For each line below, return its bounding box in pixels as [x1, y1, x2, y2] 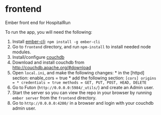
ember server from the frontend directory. [12, 94, 97, 101]
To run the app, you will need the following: [5, 29, 92, 35]
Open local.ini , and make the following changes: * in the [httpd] [12, 69, 145, 75]
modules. [12, 49, 31, 55]
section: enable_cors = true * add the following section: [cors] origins [12, 75, 157, 81]
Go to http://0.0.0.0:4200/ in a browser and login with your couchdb [12, 100, 154, 106]
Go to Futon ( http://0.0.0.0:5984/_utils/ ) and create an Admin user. [12, 84, 154, 90]
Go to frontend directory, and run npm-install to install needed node [12, 44, 151, 49]
